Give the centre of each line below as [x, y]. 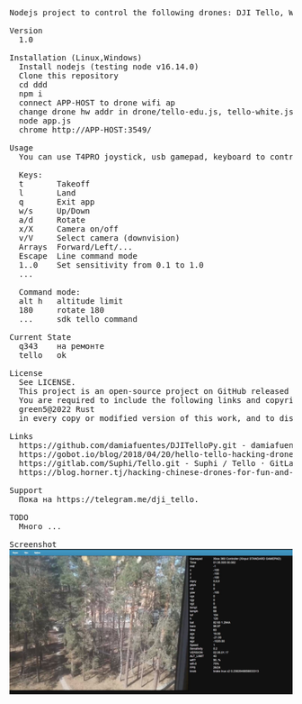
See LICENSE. [47, 382]
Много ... [40, 526]
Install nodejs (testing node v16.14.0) [109, 67]
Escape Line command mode [78, 256]
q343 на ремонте [62, 346]
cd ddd [33, 85]
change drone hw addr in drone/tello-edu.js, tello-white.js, [159, 112]
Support [26, 490]
